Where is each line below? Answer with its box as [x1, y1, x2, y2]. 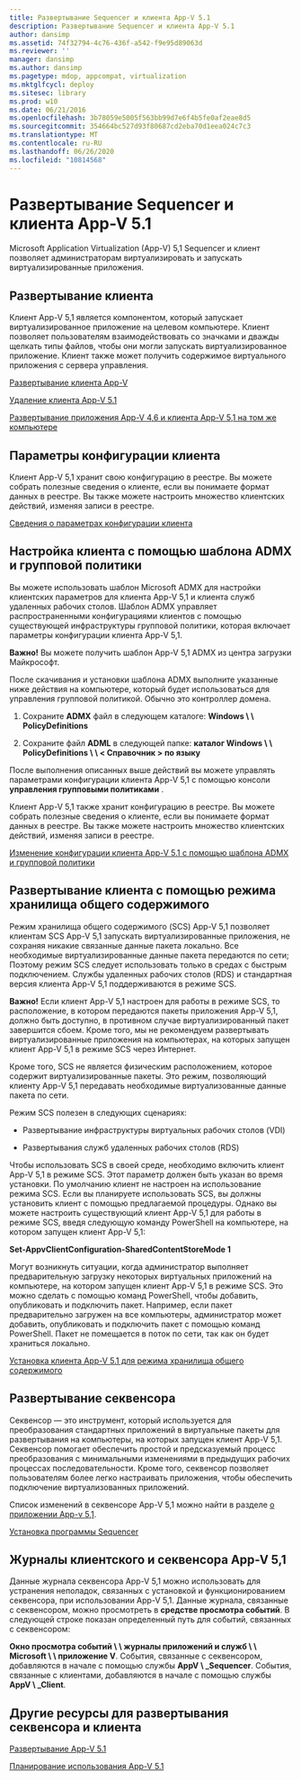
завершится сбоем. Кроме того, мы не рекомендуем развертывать [9, 1024, 270, 1035]
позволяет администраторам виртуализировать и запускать [9, 253, 243, 264]
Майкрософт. [9, 656, 60, 667]
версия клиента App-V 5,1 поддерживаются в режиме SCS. [9, 978, 236, 989]
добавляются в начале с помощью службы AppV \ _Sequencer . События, [9, 1660, 292, 1671]
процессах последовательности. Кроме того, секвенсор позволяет [9, 1462, 270, 1473]
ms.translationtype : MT [9, 130, 99, 139]
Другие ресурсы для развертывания [9, 1705, 229, 1721]
